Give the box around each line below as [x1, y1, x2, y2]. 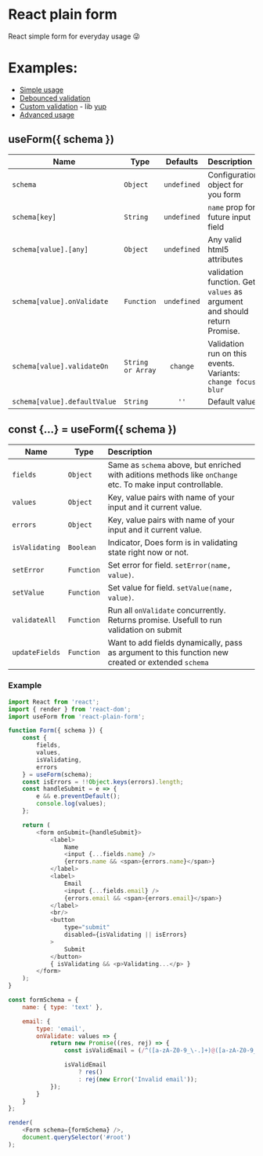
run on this [207, 348, 247, 359]
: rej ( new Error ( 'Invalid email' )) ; [77, 1075, 198, 1083]
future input [207, 211, 251, 222]
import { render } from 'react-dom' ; [8, 705, 131, 713]
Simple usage [19, 85, 64, 94]
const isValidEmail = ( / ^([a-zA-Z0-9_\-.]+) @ [63, 1047, 215, 1055]
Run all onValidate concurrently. [107, 605, 226, 616]
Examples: [8, 59, 78, 77]
